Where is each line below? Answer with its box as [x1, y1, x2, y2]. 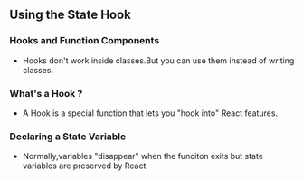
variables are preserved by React [22, 160, 147, 171]
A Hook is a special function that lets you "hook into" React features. [22, 108, 279, 118]
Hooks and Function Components [9, 34, 160, 47]
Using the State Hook [9, 7, 131, 23]
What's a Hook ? [9, 87, 83, 99]
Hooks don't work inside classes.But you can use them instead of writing [22, 54, 295, 66]
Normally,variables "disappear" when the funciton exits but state [22, 151, 264, 162]
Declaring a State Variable [9, 130, 127, 143]
